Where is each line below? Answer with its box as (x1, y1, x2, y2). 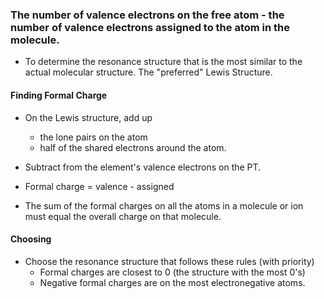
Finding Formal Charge (10, 89, 108, 101)
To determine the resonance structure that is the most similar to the (24, 56, 303, 68)
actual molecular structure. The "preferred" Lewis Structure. (24, 66, 273, 78)
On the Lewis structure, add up (24, 111, 153, 123)
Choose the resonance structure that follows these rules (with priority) (24, 255, 315, 267)
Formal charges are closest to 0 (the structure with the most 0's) (39, 266, 306, 278)
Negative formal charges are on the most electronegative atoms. (39, 276, 306, 288)
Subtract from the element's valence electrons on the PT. (24, 161, 262, 173)
